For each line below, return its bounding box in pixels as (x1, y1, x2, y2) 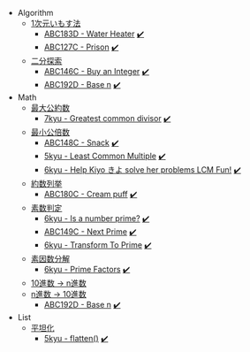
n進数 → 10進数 (30, 289, 87, 299)
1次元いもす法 (30, 18, 81, 28)
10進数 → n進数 (30, 278, 87, 288)
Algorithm (17, 8, 54, 18)
